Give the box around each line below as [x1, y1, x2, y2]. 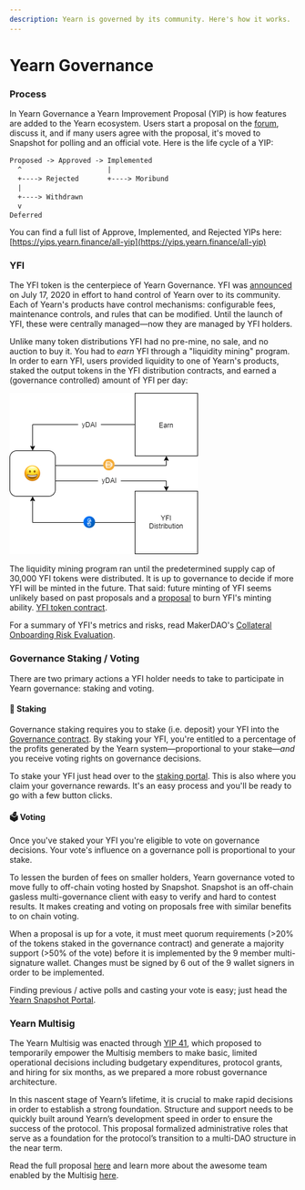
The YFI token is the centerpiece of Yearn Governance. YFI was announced [9, 280, 293, 291]
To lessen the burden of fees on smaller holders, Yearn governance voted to [9, 872, 296, 883]
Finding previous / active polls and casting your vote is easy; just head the [9, 985, 288, 996]
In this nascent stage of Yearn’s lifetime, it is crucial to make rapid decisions [9, 1094, 293, 1105]
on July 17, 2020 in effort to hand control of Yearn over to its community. [9, 290, 280, 301]
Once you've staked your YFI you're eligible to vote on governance [9, 835, 260, 846]
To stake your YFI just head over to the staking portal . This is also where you [9, 770, 297, 781]
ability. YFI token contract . [9, 602, 107, 613]
